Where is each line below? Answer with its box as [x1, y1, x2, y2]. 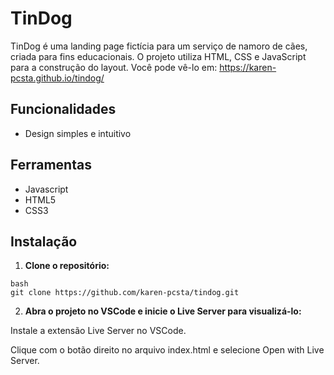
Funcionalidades [10, 101, 117, 118]
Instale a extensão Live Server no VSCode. [10, 325, 187, 337]
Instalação [10, 233, 78, 250]
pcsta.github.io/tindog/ [10, 72, 105, 84]
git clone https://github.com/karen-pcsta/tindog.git [10, 288, 240, 298]
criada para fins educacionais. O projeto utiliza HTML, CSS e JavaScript [10, 50, 307, 62]
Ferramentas [10, 157, 92, 174]
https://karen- [219, 61, 277, 73]
